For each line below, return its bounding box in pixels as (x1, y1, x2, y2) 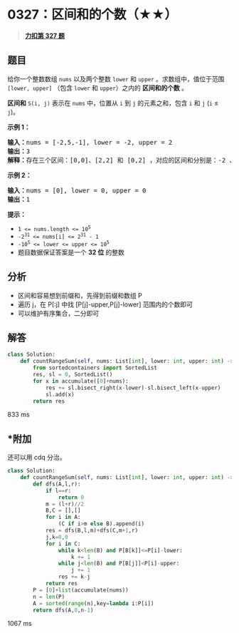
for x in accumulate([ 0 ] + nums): (33, 377, 129, 385)
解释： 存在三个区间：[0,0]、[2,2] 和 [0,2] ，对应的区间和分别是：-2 (7, 156, 226, 164)
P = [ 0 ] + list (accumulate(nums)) (33, 586, 129, 594)
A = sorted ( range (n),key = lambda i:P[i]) (33, 599, 154, 607)
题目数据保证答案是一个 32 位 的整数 (17, 247, 124, 257)
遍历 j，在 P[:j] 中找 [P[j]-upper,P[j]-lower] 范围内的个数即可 (17, 300, 193, 309)
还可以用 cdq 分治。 (7, 453, 66, 462)
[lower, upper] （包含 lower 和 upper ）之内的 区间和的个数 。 (7, 83, 188, 92)
